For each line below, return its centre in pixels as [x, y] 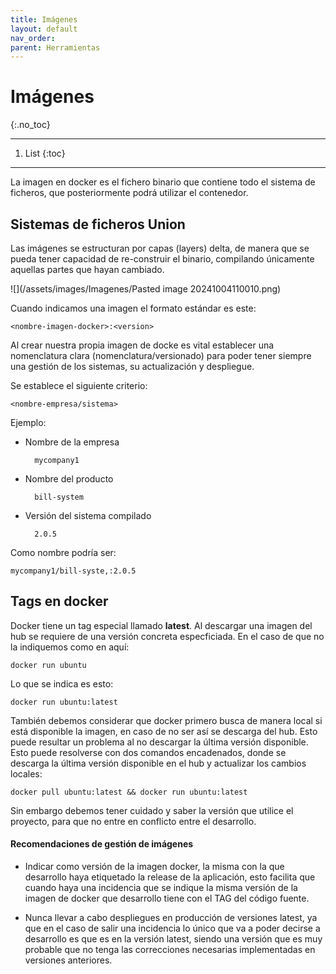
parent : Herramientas [55, 47]
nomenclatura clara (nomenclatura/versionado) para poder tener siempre [161, 355]
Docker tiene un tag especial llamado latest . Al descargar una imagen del [161, 625]
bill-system [59, 497]
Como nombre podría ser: [63, 552]
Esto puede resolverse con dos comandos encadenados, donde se [148, 752]
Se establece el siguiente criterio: [79, 385]
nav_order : [33, 38]
